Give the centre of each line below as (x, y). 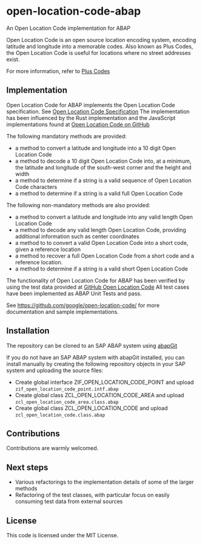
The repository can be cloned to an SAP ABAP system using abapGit (92, 345)
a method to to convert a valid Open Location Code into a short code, (102, 242)
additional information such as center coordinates (77, 236)
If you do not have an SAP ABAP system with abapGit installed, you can (96, 357)
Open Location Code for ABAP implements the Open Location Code (91, 105)
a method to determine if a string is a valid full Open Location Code (99, 193)
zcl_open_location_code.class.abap (60, 415)
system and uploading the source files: (55, 370)
